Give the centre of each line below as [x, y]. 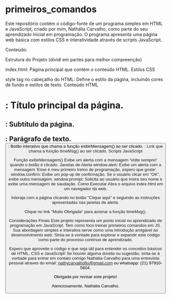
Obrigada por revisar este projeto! [85, 277]
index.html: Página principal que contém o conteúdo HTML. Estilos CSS [80, 69]
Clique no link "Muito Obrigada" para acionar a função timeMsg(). [85, 211]
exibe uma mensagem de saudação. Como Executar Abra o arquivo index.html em [85, 184]
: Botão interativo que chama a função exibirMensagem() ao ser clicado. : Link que [85, 146]
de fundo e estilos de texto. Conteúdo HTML [52, 85]
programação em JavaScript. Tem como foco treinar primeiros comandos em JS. [85, 225]
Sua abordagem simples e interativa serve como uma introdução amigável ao [85, 230]
